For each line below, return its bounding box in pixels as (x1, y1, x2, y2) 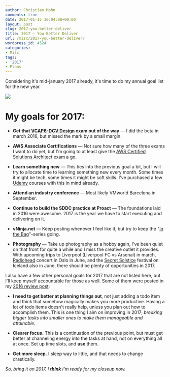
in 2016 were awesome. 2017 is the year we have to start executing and (12, 211, 162, 217)
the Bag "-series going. (12, 231, 60, 237)
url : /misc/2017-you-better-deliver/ (5, 36, 85, 41)
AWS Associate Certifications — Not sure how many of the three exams (12, 143, 165, 149)
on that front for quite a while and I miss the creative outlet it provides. (12, 246, 160, 252)
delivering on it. (12, 216, 46, 222)
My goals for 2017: (5, 111, 85, 123)
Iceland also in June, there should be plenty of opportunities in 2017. (12, 263, 156, 269)
